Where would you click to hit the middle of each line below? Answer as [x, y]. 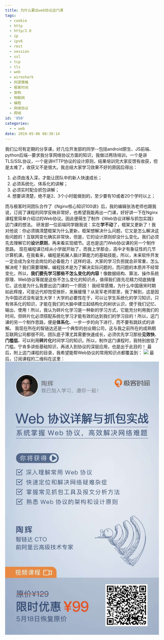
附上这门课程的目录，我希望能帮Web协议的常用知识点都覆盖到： [78, 352]
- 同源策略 [19, 82]
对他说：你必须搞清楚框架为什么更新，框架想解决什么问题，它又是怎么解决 [80, 230]
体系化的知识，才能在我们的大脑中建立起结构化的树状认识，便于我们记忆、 [84, 304]
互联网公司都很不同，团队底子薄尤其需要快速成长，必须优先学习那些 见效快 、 [82, 334]
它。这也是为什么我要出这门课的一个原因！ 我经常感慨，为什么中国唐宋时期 [81, 285]
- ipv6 [16, 41]
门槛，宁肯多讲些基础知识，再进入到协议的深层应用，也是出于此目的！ [76, 346]
